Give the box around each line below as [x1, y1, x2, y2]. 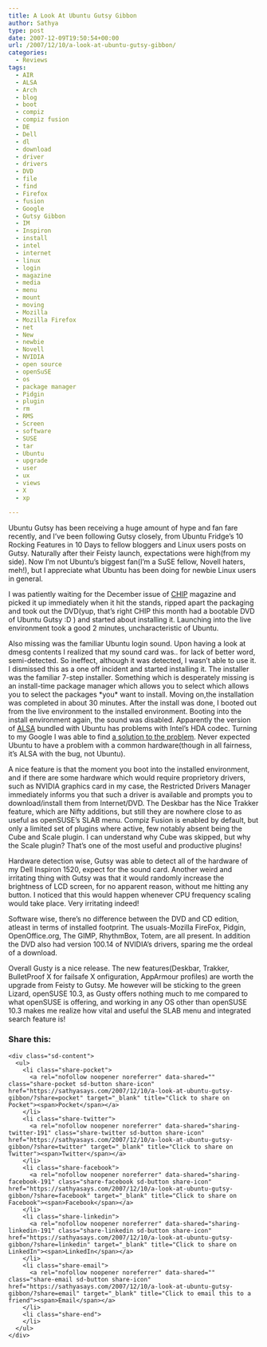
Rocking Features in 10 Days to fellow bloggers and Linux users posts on [8, 539, 246, 549]
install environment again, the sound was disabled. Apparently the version [8, 715, 251, 725]
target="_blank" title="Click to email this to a [83, 1290, 251, 1298]
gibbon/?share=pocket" [8, 1094, 84, 1102]
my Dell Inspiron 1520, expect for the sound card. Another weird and [8, 864, 233, 874]
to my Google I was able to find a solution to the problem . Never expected [8, 732, 251, 741]
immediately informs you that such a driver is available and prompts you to [8, 789, 253, 799]
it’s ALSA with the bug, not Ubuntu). [8, 749, 126, 758]
